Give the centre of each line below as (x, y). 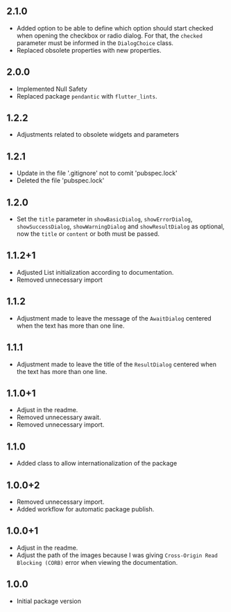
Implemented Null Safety (52, 89)
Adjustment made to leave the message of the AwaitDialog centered (114, 318)
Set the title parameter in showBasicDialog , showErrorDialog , (104, 219)
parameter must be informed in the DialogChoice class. (95, 43)
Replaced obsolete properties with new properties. (89, 50)
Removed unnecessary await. (59, 417)
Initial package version (49, 601)
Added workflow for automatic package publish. (85, 509)
